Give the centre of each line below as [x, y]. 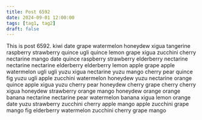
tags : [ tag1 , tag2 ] [31, 23]
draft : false [23, 29]
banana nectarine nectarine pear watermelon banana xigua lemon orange [99, 98]
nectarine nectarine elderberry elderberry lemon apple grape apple [91, 65]
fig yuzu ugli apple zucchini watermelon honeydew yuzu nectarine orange [99, 78]
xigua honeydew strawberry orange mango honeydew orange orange [93, 91]
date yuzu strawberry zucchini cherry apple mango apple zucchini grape [98, 104]
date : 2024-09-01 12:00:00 [40, 18]
